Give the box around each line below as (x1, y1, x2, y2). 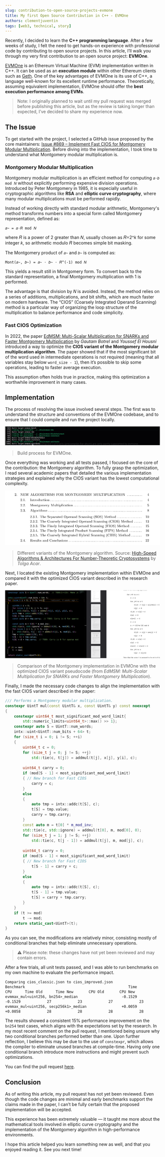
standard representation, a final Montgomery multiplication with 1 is (5, 274, 141, 280)
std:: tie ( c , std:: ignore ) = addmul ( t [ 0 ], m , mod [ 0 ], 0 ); (23, 828, 142, 833)
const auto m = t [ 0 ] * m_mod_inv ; (23, 822, 93, 827)
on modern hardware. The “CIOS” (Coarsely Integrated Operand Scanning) (5, 299, 157, 305)
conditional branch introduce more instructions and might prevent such (5, 1049, 149, 1055)
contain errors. (17, 955, 48, 961)
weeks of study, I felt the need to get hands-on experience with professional (5, 43, 160, 49)
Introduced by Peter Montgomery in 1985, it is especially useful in (5, 186, 137, 191)
